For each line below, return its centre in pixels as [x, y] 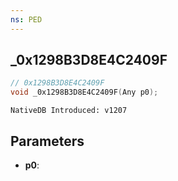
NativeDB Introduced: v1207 [69, 111]
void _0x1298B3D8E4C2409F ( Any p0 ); [84, 92]
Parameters [47, 141]
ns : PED [26, 19]
